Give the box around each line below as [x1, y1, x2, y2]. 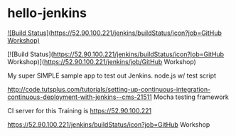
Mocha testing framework [153, 93, 230, 101]
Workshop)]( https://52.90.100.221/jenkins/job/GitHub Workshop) [7, 57, 197, 66]
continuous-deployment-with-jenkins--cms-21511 [7, 93, 152, 101]
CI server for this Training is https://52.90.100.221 [7, 106, 151, 115]
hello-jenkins [7, 5, 87, 21]
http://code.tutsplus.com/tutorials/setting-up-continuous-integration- [7, 85, 211, 93]
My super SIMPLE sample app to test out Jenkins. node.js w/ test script [7, 71, 217, 80]
